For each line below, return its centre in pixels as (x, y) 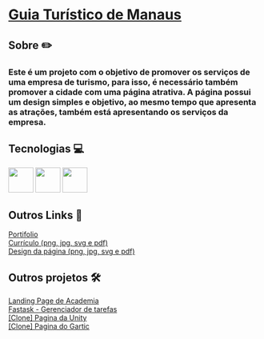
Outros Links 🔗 (45, 215)
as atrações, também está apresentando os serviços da (118, 112)
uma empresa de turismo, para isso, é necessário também (123, 82)
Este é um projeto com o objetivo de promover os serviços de (129, 72)
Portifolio (23, 234)
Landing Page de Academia (54, 301)
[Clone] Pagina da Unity (48, 317)
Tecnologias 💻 (46, 148)
